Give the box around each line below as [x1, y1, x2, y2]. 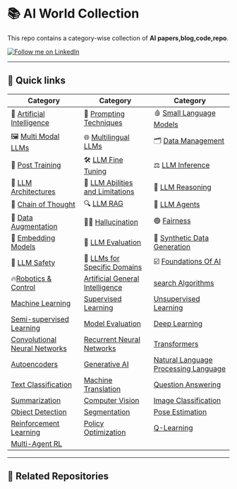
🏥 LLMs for [83, 253, 120, 263]
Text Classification [11, 379, 73, 389]
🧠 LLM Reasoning [153, 182, 212, 192]
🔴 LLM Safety [11, 257, 56, 267]
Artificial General [83, 273, 140, 283]
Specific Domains [83, 262, 142, 272]
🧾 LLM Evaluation [83, 237, 142, 247]
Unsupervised [153, 294, 200, 304]
